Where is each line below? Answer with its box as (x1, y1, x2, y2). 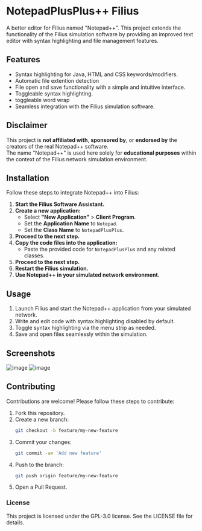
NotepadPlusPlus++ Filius (6, 4, 139, 18)
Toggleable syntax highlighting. (14, 89, 93, 97)
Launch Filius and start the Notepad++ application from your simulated (14, 305, 191, 312)
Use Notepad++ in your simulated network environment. (14, 271, 160, 278)
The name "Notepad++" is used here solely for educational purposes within (6, 149, 197, 156)
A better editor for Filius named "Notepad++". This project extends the (6, 24, 181, 31)
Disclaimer (6, 120, 48, 130)
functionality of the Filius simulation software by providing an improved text (6, 30, 194, 37)
